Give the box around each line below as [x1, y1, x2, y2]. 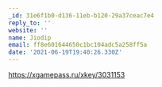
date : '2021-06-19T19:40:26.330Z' [8, 48, 123, 56]
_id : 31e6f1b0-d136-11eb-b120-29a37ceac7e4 [8, 11, 155, 20]
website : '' [8, 26, 48, 34]
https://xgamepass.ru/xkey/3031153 [8, 70, 125, 79]
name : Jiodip [8, 33, 52, 42]
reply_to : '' [8, 19, 52, 27]
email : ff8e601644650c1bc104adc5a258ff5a [8, 41, 148, 49]
